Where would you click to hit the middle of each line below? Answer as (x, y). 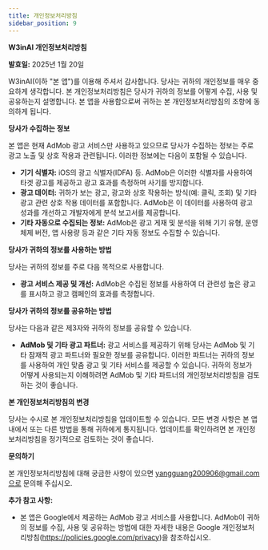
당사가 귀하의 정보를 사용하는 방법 (60, 249)
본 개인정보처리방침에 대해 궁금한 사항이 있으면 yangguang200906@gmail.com (134, 473)
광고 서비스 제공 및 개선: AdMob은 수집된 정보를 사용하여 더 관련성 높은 (130, 283)
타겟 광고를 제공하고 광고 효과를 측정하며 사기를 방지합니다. (112, 182)
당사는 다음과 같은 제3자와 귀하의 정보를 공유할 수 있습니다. (100, 328)
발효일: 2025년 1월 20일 (46, 64)
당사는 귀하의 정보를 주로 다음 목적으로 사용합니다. (86, 266)
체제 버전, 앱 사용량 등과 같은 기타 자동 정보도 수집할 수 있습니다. (120, 233)
